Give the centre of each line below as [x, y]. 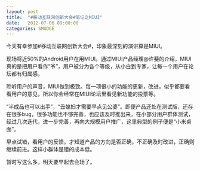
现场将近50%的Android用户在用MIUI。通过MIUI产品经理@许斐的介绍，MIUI [99, 59]
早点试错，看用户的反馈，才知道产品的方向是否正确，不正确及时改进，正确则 [100, 142]
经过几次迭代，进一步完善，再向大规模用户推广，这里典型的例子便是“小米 [96, 122]
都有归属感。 [27, 74]
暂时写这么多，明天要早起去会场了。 [51, 162]
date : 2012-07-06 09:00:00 [42, 23]
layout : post [22, 12]
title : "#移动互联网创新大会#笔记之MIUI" [54, 17]
